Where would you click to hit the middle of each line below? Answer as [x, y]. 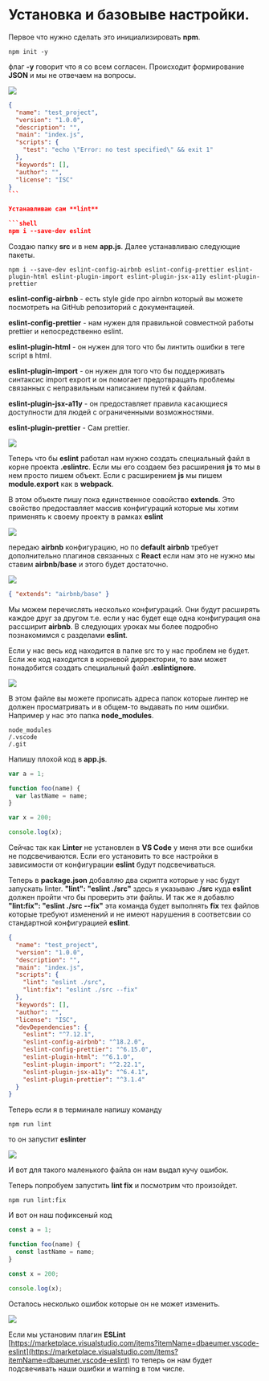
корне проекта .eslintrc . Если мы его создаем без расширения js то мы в [134, 467]
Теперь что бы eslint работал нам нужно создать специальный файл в [129, 458]
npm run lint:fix [37, 1200]
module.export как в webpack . [61, 484]
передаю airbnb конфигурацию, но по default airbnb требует [114, 547]
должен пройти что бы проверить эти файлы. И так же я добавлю [121, 897]
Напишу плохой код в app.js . [58, 759]
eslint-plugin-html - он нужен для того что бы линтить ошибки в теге [126, 346]
